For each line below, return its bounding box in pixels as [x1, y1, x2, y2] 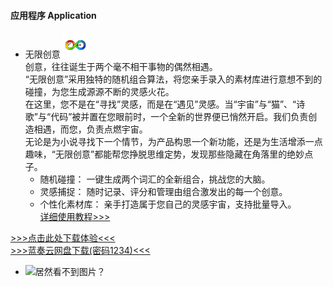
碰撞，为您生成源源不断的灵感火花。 [24, 86, 175, 98]
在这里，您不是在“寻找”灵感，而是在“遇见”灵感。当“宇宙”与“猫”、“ [24, 98, 297, 110]
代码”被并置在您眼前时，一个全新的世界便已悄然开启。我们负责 [50, 111, 309, 123]
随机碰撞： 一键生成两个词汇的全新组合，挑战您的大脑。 [39, 173, 271, 185]
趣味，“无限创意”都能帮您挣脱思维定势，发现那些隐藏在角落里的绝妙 [24, 148, 305, 160]
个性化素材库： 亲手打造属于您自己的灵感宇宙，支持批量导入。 [39, 198, 297, 210]
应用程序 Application [10, 9, 97, 21]
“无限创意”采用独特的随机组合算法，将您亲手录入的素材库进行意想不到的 [24, 73, 323, 85]
